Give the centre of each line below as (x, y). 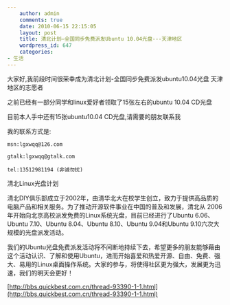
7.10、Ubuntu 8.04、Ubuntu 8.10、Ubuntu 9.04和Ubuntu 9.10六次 (122, 224)
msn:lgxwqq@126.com (35, 144)
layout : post (38, 33)
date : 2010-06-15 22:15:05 (58, 26)
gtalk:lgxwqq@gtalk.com (41, 156)
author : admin (39, 13)
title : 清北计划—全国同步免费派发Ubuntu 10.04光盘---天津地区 (101, 39)
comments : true (41, 20)
